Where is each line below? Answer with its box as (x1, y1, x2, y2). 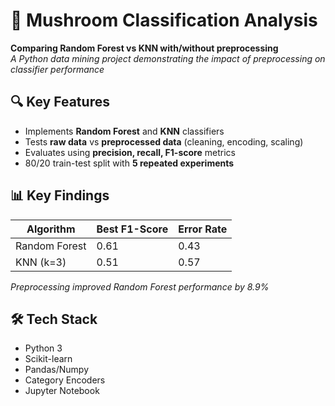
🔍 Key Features (10, 94, 110, 111)
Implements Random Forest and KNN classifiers (24, 125, 225, 137)
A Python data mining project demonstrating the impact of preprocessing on (10, 52, 326, 64)
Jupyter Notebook (24, 385, 100, 397)
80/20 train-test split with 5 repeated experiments (24, 157, 235, 169)
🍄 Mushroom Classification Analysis (10, 9, 318, 32)
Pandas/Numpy (24, 364, 89, 376)
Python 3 (24, 342, 63, 354)
